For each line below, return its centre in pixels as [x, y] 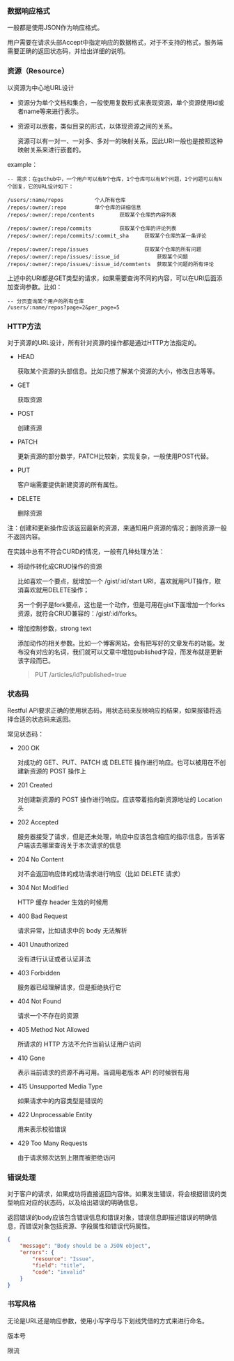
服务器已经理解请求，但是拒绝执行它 [69, 987]
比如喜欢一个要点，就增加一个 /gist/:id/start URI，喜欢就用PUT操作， [116, 581]
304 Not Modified [43, 888]
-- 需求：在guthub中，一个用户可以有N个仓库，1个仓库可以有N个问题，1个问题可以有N [115, 179]
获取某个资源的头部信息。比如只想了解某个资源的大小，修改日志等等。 [118, 371]
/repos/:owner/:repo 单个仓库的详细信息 [74, 208]
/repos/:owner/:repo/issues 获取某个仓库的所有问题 [104, 249]
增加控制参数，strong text [54, 628]
